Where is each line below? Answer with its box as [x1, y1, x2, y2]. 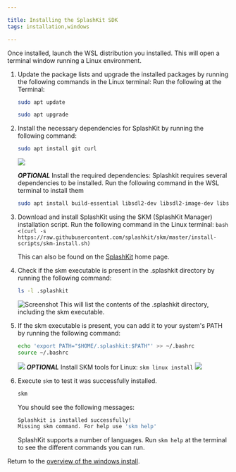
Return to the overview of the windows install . [7, 457, 140, 466]
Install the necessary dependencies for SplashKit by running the [17, 124, 204, 133]
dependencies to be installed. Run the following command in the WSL [17, 179, 220, 187]
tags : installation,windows [7, 23, 90, 30]
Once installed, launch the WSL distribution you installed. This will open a [7, 49, 220, 57]
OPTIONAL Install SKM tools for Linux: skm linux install [26, 362, 194, 371]
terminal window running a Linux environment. [7, 56, 142, 64]
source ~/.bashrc [17, 349, 69, 356]
